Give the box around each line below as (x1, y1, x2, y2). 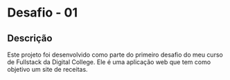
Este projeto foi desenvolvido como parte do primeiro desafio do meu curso (7, 50, 223, 59)
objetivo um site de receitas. (7, 66, 88, 73)
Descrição (7, 32, 53, 44)
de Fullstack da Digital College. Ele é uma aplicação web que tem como (7, 58, 211, 66)
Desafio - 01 (7, 5, 78, 21)
